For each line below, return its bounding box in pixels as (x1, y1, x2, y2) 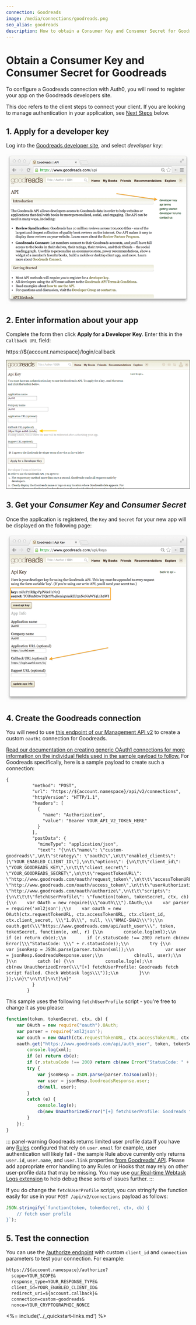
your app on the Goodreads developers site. (6, 92, 112, 99)
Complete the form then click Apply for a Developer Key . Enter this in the (6, 331, 183, 338)
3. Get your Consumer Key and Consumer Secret (6, 500, 187, 510)
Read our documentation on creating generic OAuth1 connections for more (6, 746, 185, 753)
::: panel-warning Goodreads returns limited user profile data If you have (6, 1138, 180, 1145)
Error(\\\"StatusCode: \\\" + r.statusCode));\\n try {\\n (6, 941, 171, 947)
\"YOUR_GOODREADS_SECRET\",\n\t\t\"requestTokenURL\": (6, 871, 142, 877)
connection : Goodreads (6, 9, 61, 15)
